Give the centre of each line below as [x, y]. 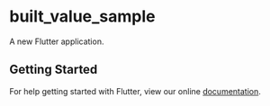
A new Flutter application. [57, 41]
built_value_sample [82, 17]
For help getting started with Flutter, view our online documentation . [135, 91]
